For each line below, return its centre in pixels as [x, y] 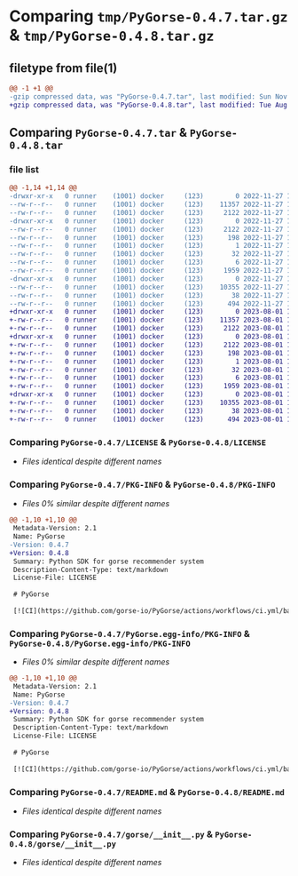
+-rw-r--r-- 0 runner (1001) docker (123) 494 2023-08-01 [146, 419]
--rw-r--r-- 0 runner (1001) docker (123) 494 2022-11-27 [146, 304]
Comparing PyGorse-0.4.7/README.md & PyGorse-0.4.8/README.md [147, 792]
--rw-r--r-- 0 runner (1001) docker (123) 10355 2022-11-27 [146, 287]
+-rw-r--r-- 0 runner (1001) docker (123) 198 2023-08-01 [146, 353]
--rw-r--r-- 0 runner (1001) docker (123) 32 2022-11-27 [146, 254]
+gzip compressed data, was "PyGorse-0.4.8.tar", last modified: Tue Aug [149, 105]
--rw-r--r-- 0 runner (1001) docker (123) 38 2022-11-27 [146, 295]
